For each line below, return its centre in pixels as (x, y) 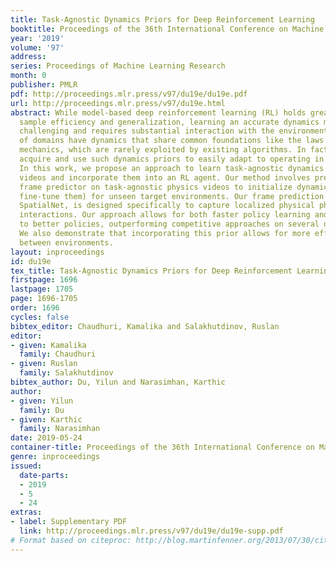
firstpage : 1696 (44, 280)
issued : (26, 466)
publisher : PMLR (44, 85)
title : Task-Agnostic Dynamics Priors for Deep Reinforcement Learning (162, 19)
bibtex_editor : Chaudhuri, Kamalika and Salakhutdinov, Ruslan (145, 326)
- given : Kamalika (48, 345)
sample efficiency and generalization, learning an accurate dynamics (169, 122)
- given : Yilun (42, 401)
